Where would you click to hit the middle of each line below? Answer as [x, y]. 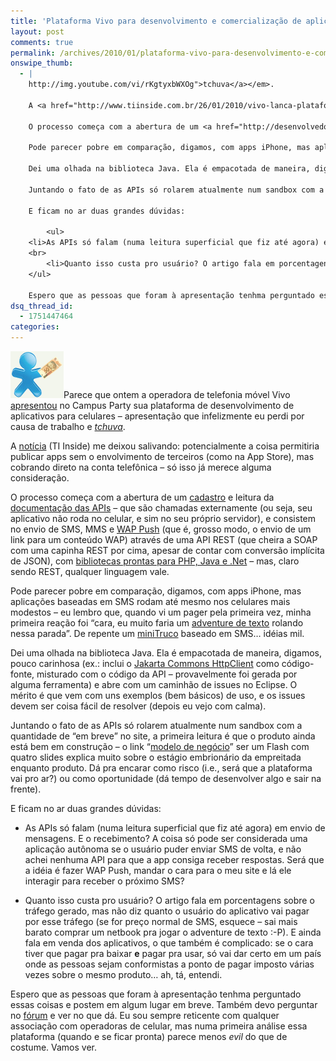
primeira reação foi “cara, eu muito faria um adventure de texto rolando [157, 623]
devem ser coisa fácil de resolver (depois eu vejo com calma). [138, 706]
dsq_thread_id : [42, 306]
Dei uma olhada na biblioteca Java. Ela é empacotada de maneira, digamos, [166, 653]
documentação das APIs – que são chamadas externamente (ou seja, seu [161, 508]
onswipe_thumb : [42, 63]
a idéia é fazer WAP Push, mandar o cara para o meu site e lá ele [158, 870]
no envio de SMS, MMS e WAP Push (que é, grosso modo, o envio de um [161, 529]
